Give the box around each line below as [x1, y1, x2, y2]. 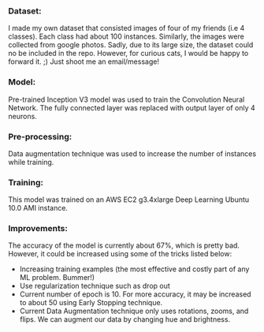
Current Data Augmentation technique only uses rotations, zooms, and [19, 306, 249, 316]
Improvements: [8, 223, 69, 234]
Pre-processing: [8, 131, 73, 142]
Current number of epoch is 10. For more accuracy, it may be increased [19, 289, 251, 299]
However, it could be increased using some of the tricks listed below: [8, 249, 232, 259]
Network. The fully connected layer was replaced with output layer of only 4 [8, 103, 256, 112]
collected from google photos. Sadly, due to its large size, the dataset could [8, 40, 254, 50]
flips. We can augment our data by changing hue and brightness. [19, 315, 231, 324]
